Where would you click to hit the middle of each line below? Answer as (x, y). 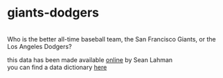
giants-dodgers (53, 13)
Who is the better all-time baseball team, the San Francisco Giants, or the (111, 39)
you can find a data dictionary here (57, 67)
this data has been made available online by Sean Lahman (90, 59)
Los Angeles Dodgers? (39, 46)
